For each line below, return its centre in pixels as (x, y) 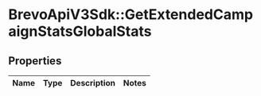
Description (93, 83)
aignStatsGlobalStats (80, 31)
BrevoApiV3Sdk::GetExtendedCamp (130, 15)
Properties (35, 61)
